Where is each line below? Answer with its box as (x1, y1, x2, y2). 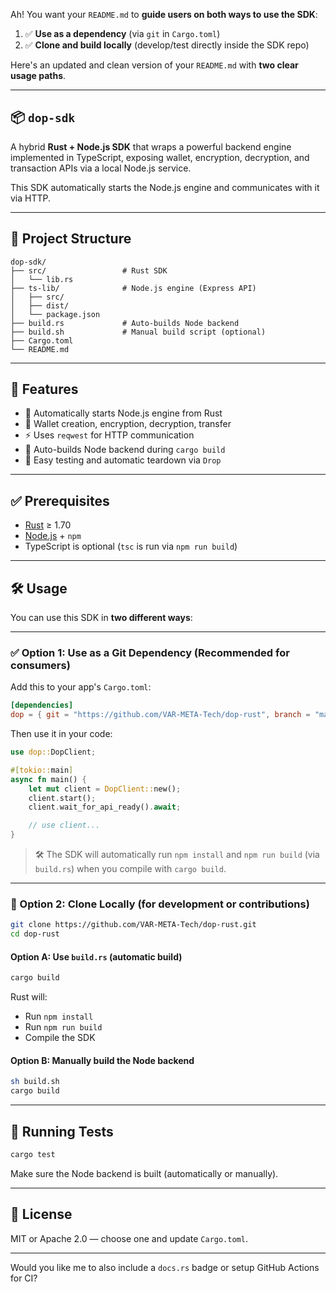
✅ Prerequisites (10, 492, 110, 509)
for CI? (10, 1272, 38, 1284)
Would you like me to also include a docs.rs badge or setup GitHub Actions (10, 1261, 320, 1273)
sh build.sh (10, 1077, 60, 1087)
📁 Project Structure (10, 230, 132, 248)
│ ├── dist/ (10, 300, 70, 311)
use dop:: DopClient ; (10, 747, 97, 758)
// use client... (28, 820, 101, 831)
